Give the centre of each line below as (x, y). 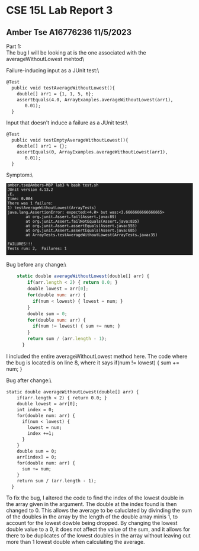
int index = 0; (36, 409)
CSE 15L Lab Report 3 (60, 10)
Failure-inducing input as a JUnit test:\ (53, 71)
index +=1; (41, 433)
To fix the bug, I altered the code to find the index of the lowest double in (95, 498)
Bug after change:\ (29, 380)
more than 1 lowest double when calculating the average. (76, 542)
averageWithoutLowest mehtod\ (45, 59)
